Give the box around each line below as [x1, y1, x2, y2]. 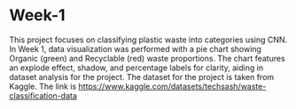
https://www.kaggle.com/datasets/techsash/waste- [78, 81, 267, 91]
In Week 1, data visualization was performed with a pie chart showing [9, 43, 261, 54]
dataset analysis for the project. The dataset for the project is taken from [9, 71, 275, 82]
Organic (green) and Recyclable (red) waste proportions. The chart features [9, 53, 285, 63]
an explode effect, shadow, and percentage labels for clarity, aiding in [9, 62, 264, 73]
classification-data [9, 90, 78, 101]
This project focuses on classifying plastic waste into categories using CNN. [9, 34, 288, 45]
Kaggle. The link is [9, 81, 77, 91]
